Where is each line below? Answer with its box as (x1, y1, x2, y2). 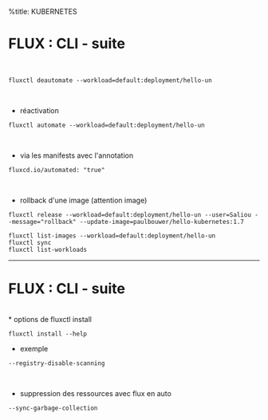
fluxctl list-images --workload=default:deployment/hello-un (8, 231, 216, 240)
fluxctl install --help (8, 330, 88, 338)
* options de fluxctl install (8, 314, 92, 324)
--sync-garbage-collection (8, 404, 98, 412)
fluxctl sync (8, 238, 52, 246)
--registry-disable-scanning (8, 359, 105, 367)
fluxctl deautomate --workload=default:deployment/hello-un (8, 76, 213, 84)
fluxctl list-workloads (8, 245, 88, 253)
